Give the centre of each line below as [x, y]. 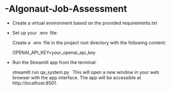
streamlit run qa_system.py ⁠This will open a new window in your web [85, 72]
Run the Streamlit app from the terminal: [54, 62]
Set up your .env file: [35, 33]
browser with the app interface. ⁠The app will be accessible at [77, 77]
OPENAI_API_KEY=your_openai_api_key [54, 52]
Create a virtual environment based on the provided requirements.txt [84, 23]
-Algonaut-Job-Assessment [66, 9]
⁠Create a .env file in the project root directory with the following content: [89, 42]
